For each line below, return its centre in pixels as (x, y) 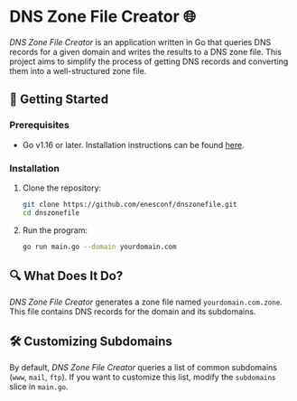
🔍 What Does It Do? (66, 276)
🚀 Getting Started (59, 100)
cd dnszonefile (51, 213)
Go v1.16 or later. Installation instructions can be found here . (134, 145)
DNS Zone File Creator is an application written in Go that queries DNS (140, 42)
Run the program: (55, 230)
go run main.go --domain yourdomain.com (99, 247)
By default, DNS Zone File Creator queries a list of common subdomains (144, 368)
